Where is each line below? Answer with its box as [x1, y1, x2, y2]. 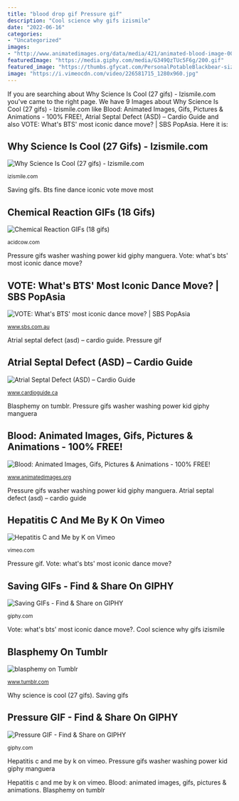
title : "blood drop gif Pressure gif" [7, 10, 122, 18]
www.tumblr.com [7, 679, 49, 686]
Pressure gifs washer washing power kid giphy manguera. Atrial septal [7, 486, 214, 495]
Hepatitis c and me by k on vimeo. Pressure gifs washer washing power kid [7, 756, 228, 765]
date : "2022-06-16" [7, 23, 65, 31]
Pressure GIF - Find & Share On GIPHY [7, 711, 179, 723]
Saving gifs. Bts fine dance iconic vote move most [7, 186, 154, 194]
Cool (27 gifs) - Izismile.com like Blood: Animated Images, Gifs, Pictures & [7, 105, 224, 113]
